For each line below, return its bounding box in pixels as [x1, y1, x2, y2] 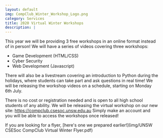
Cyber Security [12, 58, 43, 64]
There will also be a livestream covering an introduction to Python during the [5, 73, 158, 78]
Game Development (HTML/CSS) [12, 53, 79, 59]
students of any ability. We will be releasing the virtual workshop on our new [5, 103, 158, 108]
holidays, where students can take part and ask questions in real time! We [5, 78, 153, 84]
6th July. [5, 88, 23, 94]
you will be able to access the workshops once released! [5, 113, 119, 119]
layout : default [5, 7, 38, 12]
